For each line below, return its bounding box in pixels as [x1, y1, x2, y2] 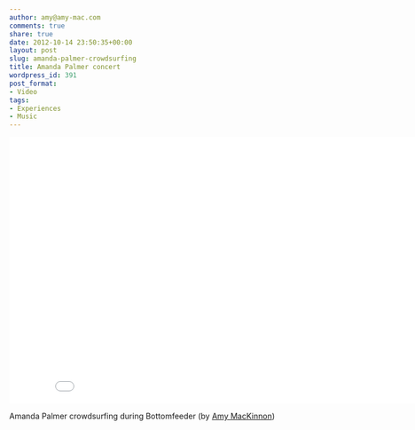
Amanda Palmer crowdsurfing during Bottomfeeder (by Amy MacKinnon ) [9, 410, 276, 422]
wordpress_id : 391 [9, 71, 77, 80]
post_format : [9, 79, 58, 88]
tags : [9, 95, 29, 105]
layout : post [9, 46, 58, 55]
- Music [9, 112, 38, 121]
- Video [9, 87, 38, 96]
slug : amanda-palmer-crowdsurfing [9, 54, 137, 63]
